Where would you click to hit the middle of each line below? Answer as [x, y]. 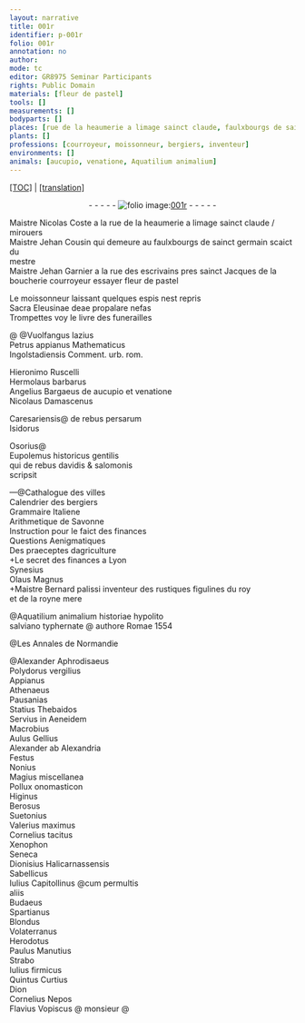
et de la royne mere [46, 598]
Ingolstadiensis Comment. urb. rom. [76, 354]
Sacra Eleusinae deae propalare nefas [80, 308]
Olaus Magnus [36, 579]
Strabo [22, 960]
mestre [23, 261]
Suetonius [28, 815]
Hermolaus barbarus [48, 382]
